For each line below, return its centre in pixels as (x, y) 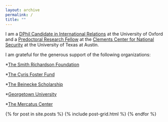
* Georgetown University (31, 94)
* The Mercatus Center (29, 104)
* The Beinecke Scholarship (34, 84)
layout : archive (22, 10)
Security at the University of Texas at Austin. (52, 45)
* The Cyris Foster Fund (30, 75)
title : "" (16, 19)
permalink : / (19, 15)
